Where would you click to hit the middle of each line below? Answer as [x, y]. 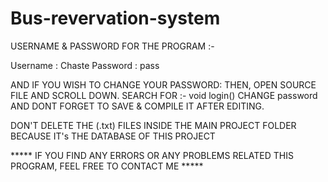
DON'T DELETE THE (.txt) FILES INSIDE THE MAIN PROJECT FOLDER [153, 125]
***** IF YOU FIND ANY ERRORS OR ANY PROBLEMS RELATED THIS [152, 155]
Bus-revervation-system [115, 18]
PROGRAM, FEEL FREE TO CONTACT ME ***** [107, 166]
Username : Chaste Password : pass [85, 65]
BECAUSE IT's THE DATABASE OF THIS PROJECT [113, 136]
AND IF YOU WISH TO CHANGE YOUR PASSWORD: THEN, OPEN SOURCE [163, 84]
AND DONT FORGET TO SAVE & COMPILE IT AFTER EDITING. [137, 106]
